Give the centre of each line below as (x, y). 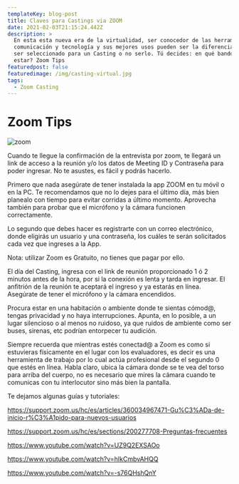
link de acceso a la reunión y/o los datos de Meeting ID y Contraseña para (116, 163)
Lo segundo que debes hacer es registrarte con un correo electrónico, (111, 229)
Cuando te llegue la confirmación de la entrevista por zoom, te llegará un (114, 156)
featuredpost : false (38, 67)
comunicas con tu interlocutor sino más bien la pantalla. (89, 383)
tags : (15, 80)
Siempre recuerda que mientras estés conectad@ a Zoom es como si (109, 345)
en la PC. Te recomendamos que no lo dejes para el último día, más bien (113, 192)
